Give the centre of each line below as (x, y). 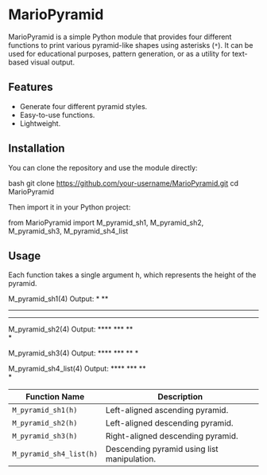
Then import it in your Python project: (70, 207)
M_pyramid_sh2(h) (45, 423)
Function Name (55, 397)
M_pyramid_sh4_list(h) (55, 454)
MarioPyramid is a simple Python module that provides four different (120, 37)
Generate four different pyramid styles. (83, 106)
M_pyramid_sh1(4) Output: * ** (58, 299)
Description (180, 397)
